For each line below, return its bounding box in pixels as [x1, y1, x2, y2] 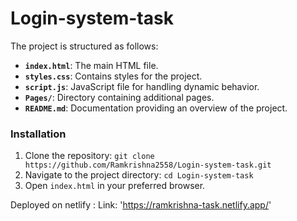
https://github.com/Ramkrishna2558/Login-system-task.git [24, 160, 272, 171]
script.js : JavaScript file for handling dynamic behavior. [24, 80, 260, 92]
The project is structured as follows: [10, 40, 159, 52]
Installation [10, 127, 67, 141]
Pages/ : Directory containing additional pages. [24, 91, 215, 103]
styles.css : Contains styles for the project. [24, 70, 203, 82]
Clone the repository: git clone [24, 150, 155, 162]
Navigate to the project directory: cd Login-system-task [24, 169, 254, 181]
